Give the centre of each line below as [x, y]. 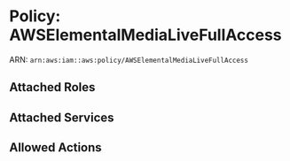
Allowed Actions [55, 148]
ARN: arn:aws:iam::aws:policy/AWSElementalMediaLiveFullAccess [129, 59]
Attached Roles [52, 87]
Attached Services [62, 117]
